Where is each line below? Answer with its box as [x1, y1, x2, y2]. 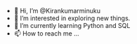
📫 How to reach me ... [13, 29, 79, 38]
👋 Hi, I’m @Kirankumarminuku [13, 7, 100, 15]
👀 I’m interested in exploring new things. [13, 14, 131, 22]
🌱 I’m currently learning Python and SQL [13, 22, 131, 29]
